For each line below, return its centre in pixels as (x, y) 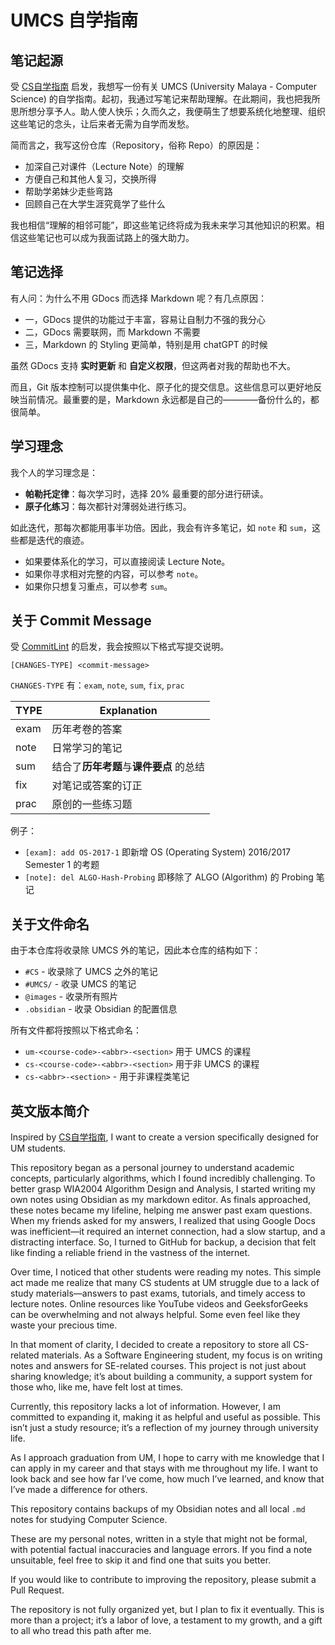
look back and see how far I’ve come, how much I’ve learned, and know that (167, 1479)
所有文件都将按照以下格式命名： (76, 1030)
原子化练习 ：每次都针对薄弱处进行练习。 (108, 506)
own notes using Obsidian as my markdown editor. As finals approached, (160, 1200)
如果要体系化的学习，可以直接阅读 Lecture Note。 (127, 561)
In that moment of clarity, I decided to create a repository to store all (150, 1345)
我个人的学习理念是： (54, 472)
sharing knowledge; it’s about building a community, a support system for (161, 1377)
